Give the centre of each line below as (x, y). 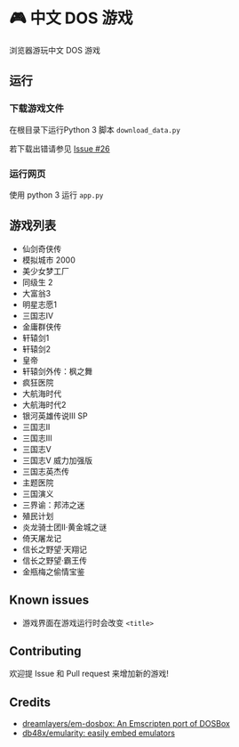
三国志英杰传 (45, 471)
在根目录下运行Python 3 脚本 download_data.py (95, 129)
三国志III (37, 438)
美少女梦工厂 (45, 271)
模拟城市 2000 (48, 260)
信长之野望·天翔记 (54, 549)
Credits (30, 702)
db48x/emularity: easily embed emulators (99, 733)
